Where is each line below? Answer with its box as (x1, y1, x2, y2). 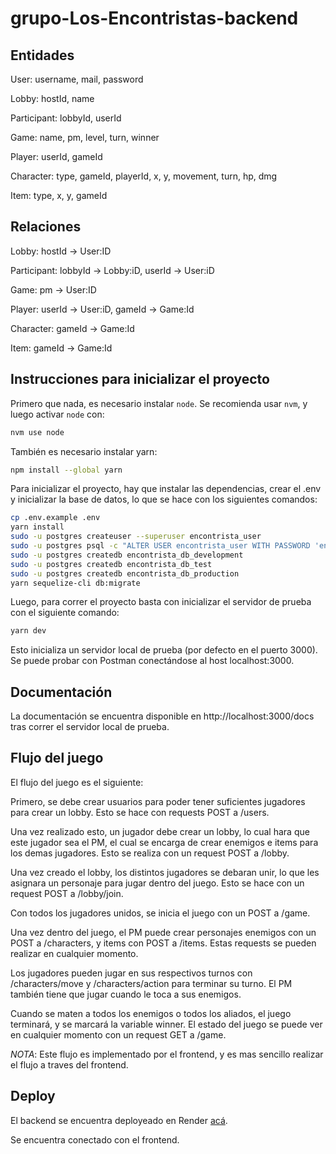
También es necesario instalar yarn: (10, 445, 158, 457)
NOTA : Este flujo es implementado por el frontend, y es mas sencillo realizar (10, 1048, 324, 1060)
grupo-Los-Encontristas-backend (10, 7, 299, 30)
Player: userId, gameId (10, 151, 103, 162)
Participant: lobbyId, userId (10, 112, 122, 124)
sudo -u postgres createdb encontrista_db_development (10, 550, 244, 560)
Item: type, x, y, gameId (10, 190, 108, 201)
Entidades (10, 47, 75, 64)
